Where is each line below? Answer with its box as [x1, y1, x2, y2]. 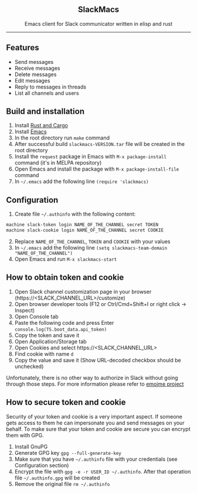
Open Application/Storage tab [14, 338, 87, 345]
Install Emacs [14, 128, 47, 135]
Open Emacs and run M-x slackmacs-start [14, 256, 117, 263]
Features [6, 43, 39, 53]
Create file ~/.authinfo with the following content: [14, 210, 136, 217]
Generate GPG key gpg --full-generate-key [14, 449, 122, 456]
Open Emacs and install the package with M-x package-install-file [14, 165, 179, 172]
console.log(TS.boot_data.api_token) [14, 327, 107, 332]
